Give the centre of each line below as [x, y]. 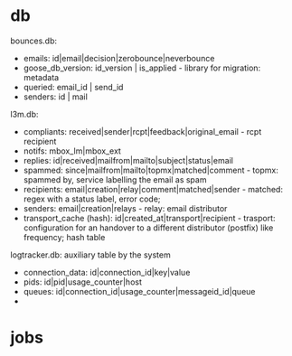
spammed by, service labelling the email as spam [115, 179]
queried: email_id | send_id [73, 87]
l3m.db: [24, 114]
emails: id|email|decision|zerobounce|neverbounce [119, 58]
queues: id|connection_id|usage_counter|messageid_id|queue [139, 291]
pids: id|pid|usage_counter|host [83, 282]
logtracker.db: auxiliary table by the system [90, 255]
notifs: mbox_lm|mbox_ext [72, 151]
